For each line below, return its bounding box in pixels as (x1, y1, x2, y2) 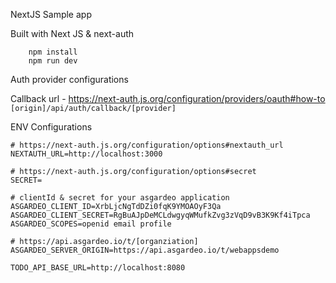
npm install (28, 47, 78, 57)
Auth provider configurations (10, 74, 129, 85)
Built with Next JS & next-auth (10, 28, 135, 39)
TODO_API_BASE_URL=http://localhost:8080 (10, 263, 186, 273)
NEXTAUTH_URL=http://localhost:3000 (10, 149, 163, 159)
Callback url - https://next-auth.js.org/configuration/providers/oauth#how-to (10, 93, 326, 104)
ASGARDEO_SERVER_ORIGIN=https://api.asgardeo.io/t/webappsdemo (10, 245, 280, 255)
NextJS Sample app (10, 9, 92, 20)
